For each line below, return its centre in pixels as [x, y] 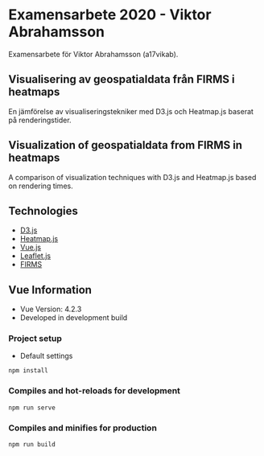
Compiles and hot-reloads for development [95, 391]
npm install [28, 371]
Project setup [35, 339]
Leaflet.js [35, 256]
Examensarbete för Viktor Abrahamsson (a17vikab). [93, 54]
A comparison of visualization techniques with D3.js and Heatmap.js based [132, 177]
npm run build [32, 445]
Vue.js [31, 248]
